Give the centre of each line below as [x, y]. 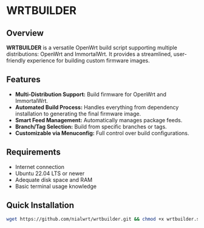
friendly [16, 60]
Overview [25, 33]
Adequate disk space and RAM [54, 179]
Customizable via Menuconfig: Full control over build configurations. [102, 133]
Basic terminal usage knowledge [56, 186]
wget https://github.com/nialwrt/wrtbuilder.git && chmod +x [85, 219]
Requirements [33, 152]
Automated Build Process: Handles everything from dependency [97, 107]
